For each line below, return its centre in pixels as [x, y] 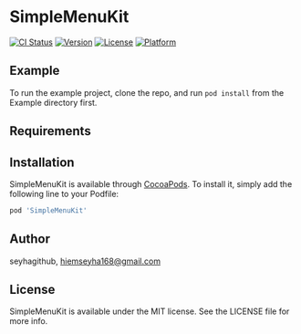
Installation [42, 162]
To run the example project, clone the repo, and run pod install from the [147, 92]
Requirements [50, 131]
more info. [29, 321]
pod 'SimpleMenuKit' [49, 210]
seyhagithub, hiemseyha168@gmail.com [85, 261]
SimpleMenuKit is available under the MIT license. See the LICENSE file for [150, 311]
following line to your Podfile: [64, 193]
